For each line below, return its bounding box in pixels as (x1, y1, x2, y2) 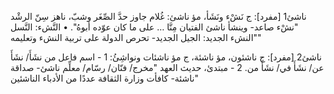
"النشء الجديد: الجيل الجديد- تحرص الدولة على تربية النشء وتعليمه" (10, 32, 262, 43)
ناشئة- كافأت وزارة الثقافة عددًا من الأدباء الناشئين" (10, 72, 199, 84)
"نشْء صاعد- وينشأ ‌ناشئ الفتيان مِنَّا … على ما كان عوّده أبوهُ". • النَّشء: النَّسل (10, 21, 299, 33)
